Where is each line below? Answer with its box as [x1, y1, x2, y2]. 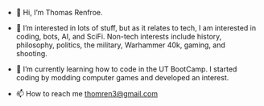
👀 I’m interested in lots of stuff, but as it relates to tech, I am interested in [15, 23, 256, 32]
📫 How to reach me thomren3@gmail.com [15, 89, 159, 98]
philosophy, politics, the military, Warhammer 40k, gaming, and [15, 40, 225, 50]
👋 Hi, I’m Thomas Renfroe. [15, 8, 103, 17]
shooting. [15, 49, 48, 58]
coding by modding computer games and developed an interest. [15, 73, 229, 82]
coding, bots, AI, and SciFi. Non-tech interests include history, [15, 32, 222, 41]
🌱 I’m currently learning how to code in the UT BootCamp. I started [15, 64, 237, 74]
